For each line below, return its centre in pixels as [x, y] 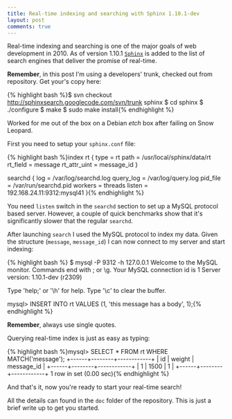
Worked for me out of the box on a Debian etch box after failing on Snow [110, 123]
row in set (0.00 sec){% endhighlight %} [112, 374]
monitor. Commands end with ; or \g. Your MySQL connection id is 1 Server [114, 270]
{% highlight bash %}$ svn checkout [60, 95]
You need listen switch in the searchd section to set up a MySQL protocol [113, 206]
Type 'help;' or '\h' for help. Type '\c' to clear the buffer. [87, 291]
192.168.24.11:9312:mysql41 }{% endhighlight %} [75, 193]
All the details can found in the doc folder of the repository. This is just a [109, 401]
